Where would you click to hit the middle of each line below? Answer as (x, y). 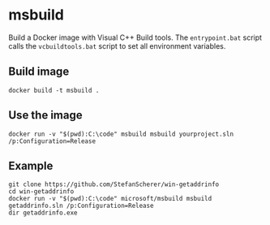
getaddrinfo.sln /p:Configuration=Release (81, 206)
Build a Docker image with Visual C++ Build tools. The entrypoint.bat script (135, 37)
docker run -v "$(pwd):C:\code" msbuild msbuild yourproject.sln (121, 134)
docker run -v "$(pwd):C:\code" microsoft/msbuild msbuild (110, 199)
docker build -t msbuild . (54, 90)
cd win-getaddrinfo (41, 192)
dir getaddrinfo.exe (43, 213)
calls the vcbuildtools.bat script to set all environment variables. (117, 45)
